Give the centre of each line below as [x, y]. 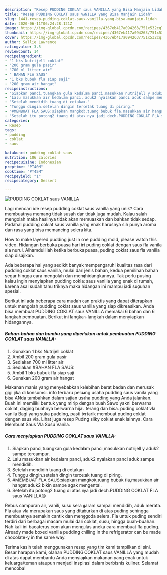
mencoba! [15, 568]
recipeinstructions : [27, 88]
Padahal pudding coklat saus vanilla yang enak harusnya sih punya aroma [81, 225]
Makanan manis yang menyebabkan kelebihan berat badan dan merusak [80, 387]
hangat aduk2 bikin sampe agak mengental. [57, 485]
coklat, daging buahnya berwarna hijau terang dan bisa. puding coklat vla [80, 409]
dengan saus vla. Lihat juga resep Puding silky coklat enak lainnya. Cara [79, 419]
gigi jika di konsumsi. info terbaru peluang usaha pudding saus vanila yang [82, 393]
